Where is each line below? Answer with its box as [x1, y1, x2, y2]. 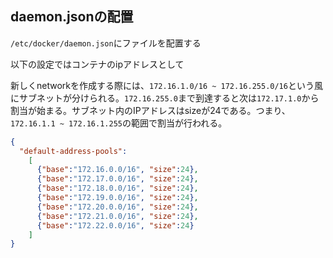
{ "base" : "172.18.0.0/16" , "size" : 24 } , [36, 183, 199, 194]
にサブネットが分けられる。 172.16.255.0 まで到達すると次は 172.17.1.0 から [10, 92, 320, 104]
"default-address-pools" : [19, 146, 128, 156]
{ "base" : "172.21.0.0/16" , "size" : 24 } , [36, 211, 199, 221]
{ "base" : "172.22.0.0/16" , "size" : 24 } [36, 220, 195, 231]
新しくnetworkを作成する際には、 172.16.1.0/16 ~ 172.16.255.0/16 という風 [10, 79, 323, 91]
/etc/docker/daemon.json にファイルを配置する [10, 37, 202, 49]
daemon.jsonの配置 [10, 8, 134, 26]
